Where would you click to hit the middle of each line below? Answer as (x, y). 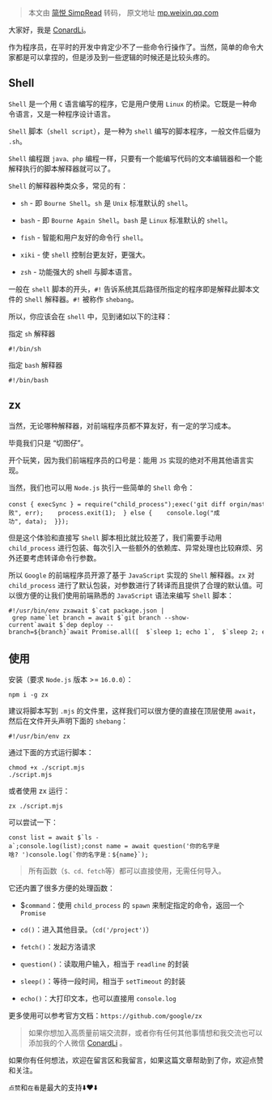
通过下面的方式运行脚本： (51, 753)
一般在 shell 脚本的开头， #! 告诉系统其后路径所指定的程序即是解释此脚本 (130, 289)
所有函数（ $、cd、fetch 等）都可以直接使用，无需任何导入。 (127, 871)
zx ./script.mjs (36, 806)
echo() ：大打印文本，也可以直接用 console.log (98, 999)
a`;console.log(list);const (56, 846)
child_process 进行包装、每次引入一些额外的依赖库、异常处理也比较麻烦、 (132, 548)
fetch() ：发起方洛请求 (57, 947)
